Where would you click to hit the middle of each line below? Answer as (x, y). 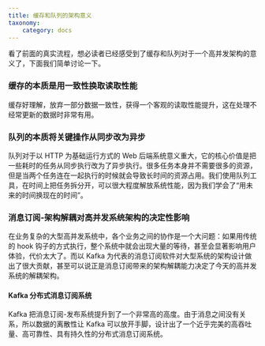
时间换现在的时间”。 (55, 195)
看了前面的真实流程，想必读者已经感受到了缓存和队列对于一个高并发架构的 (129, 54)
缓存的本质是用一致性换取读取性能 (73, 86)
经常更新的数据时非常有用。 (53, 115)
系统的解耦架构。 (36, 276)
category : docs (47, 30)
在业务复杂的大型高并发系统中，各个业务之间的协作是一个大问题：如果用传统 (132, 236)
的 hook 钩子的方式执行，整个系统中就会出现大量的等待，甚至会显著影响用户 (132, 246)
